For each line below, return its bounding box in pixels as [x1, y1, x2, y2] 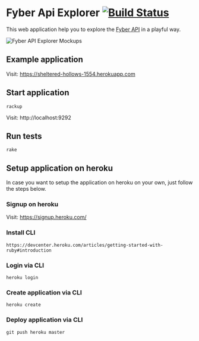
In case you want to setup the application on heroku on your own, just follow [6, 179, 193, 186]
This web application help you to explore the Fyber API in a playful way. [6, 26, 181, 33]
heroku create [6, 302, 42, 308]
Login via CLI [6, 261, 45, 269]
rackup [6, 103, 23, 110]
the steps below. [6, 185, 46, 193]
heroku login [6, 275, 39, 281]
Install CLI [6, 228, 36, 237]
